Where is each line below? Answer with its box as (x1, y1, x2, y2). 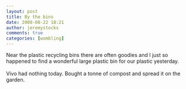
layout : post (6, 8, 38, 15)
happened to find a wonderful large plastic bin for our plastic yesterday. (6, 58, 180, 65)
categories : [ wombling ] (6, 35, 65, 41)
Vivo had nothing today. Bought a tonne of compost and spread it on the (6, 70, 181, 77)
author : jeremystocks (6, 24, 59, 31)
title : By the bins (6, 14, 54, 20)
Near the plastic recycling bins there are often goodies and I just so (6, 52, 168, 58)
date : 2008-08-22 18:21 (6, 19, 65, 25)
